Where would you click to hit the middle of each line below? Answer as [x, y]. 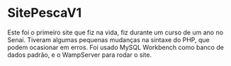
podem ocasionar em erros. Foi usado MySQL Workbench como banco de [116, 47]
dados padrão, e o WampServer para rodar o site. [80, 55]
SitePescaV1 [45, 13]
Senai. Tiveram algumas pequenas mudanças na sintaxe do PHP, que [109, 39]
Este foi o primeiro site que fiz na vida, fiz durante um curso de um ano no [115, 32]
